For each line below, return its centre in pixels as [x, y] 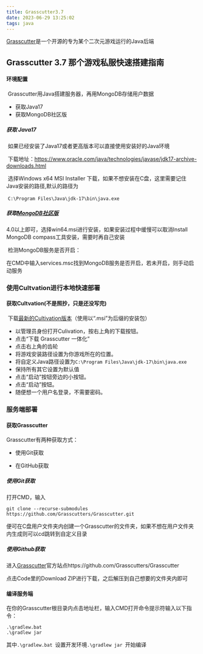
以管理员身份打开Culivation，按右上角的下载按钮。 [78, 331]
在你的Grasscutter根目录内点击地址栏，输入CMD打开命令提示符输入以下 [97, 608]
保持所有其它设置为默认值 [47, 369]
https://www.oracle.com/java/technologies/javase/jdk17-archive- [116, 158]
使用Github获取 [26, 549]
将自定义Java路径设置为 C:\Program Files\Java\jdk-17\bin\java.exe [101, 362]
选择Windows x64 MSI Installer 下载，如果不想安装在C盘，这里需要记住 [97, 178]
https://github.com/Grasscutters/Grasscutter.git [71, 514]
